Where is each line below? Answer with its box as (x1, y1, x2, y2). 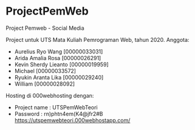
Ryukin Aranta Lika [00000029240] (14, 74, 104, 81)
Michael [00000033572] (14, 67, 77, 74)
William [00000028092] (14, 80, 75, 87)
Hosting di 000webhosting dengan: (5, 92, 94, 99)
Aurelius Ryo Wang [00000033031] (14, 47, 103, 55)
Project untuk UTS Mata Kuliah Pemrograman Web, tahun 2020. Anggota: (5, 36, 190, 43)
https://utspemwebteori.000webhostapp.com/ (14, 117, 131, 124)
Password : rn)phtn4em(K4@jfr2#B (14, 110, 104, 117)
